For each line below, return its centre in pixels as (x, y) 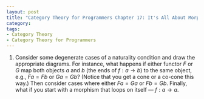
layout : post (23, 12)
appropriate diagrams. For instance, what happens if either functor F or (104, 64)
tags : (13, 29)
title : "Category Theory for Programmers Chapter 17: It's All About (96, 18)
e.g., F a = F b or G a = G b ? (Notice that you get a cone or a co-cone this (104, 77)
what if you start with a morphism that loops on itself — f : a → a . (97, 90)
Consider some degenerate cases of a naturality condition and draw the (105, 57)
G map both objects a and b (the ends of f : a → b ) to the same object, (104, 70)
